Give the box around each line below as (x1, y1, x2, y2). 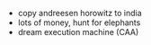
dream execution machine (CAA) (17, 27, 139, 37)
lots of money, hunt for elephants (17, 17, 141, 28)
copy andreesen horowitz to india (17, 8, 142, 18)
